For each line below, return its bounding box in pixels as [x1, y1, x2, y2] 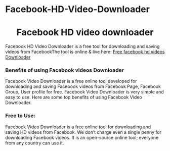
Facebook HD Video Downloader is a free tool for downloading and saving [5, 43, 160, 49]
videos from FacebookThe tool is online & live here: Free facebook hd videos [5, 49, 165, 55]
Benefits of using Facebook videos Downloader [5, 67, 124, 74]
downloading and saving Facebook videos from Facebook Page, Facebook [5, 83, 161, 89]
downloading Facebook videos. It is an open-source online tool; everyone [5, 134, 159, 140]
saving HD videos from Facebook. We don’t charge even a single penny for [5, 129, 162, 135]
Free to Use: [5, 112, 35, 119]
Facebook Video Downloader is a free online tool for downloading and [5, 124, 151, 130]
